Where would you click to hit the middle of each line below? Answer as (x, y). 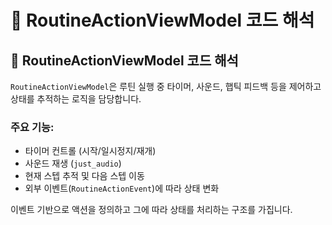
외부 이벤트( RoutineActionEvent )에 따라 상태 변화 (122, 188)
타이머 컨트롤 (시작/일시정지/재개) (90, 151)
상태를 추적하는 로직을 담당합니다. (76, 99)
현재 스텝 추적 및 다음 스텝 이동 (84, 176)
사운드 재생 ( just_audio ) (73, 163)
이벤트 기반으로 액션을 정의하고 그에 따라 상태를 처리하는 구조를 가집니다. (151, 210)
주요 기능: (32, 127)
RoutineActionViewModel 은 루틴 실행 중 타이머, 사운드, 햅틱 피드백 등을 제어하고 (166, 86)
